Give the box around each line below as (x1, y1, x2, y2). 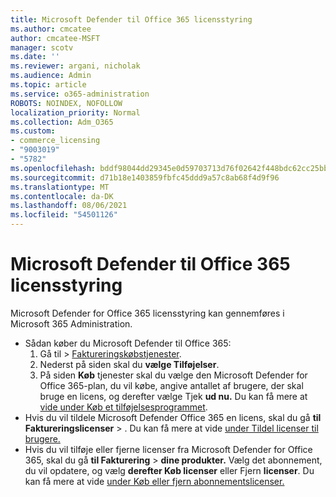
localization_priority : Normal (10, 107, 141, 118)
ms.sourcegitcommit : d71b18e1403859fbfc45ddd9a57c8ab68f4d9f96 (10, 172, 280, 183)
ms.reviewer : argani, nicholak (10, 61, 141, 71)
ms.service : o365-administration (10, 89, 150, 99)
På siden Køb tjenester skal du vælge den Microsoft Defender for (39, 369, 308, 381)
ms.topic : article (10, 80, 87, 90)
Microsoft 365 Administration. (10, 317, 133, 330)
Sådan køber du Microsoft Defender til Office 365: (24, 337, 232, 349)
